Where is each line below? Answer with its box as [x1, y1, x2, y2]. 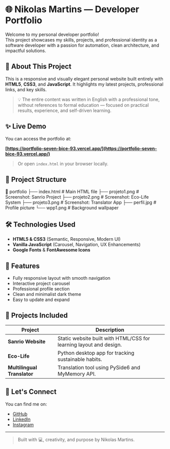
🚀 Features [5, 261, 40, 270]
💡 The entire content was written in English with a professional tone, [17, 96, 160, 102]
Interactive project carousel [12, 280, 70, 286]
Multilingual [8, 364, 37, 371]
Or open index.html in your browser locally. [17, 161, 109, 167]
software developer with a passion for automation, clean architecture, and [5, 42, 159, 48]
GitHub [12, 410, 28, 417]
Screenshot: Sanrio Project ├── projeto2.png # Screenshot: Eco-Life [5, 194, 149, 200]
